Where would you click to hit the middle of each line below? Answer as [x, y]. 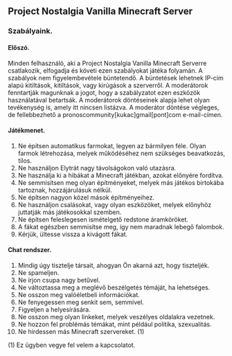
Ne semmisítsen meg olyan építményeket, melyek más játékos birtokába [121, 182]
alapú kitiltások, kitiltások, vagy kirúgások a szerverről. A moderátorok [108, 85]
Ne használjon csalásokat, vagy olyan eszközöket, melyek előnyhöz [115, 204]
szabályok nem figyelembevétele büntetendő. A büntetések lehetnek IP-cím [116, 78]
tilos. [25, 160]
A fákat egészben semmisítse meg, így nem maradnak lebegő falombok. [121, 226]
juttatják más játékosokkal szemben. [70, 212]
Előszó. [19, 47]
